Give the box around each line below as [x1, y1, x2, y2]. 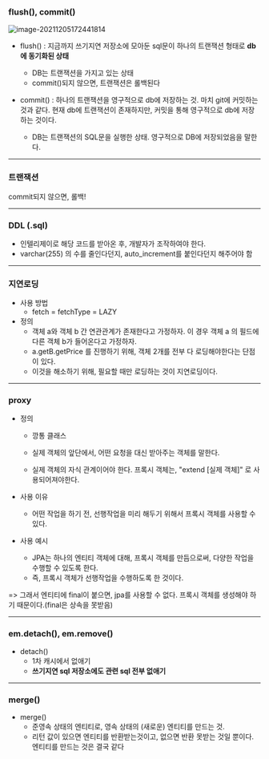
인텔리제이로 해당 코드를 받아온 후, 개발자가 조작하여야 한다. [19, 239, 207, 248]
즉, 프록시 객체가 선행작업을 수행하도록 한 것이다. [31, 573, 184, 583]
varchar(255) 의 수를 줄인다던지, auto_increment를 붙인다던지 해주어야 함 [19, 248, 253, 258]
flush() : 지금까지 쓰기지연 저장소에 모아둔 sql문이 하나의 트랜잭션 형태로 [19, 41, 246, 50]
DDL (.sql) [8, 220, 48, 231]
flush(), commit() [8, 6, 76, 18]
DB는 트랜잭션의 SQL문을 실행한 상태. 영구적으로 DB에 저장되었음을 [31, 132, 243, 142]
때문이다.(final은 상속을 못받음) [16, 600, 114, 610]
